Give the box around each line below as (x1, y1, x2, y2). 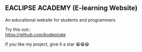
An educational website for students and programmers (5, 17, 116, 23)
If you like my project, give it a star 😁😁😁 (5, 41, 89, 47)
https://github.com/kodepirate (5, 31, 66, 37)
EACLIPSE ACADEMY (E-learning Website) (5, 4, 138, 12)
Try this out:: (5, 26, 31, 32)
